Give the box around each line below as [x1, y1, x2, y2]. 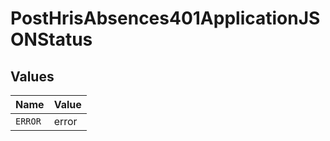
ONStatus [10, 28, 93, 51]
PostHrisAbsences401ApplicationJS [10, 7, 321, 30]
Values [10, 68, 55, 85]
